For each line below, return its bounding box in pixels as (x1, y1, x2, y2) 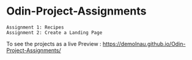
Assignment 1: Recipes (6, 24, 64, 30)
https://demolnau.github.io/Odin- (103, 40, 186, 47)
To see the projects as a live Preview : (6, 40, 102, 47)
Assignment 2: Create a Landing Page (6, 29, 103, 36)
